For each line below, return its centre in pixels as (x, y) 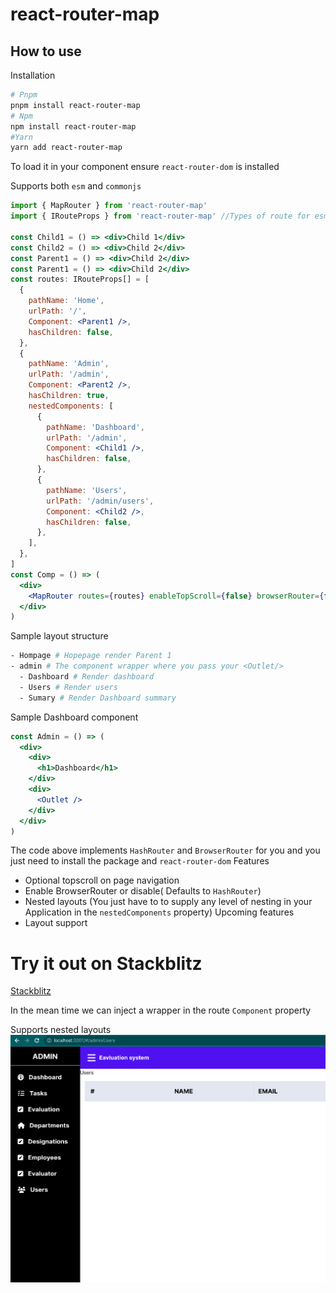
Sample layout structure (59, 636)
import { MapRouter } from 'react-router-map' (109, 206)
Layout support (56, 923)
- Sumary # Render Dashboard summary (98, 698)
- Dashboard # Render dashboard (87, 677)
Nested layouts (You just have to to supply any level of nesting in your (168, 902)
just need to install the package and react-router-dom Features (140, 861)
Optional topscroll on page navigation (102, 880)
